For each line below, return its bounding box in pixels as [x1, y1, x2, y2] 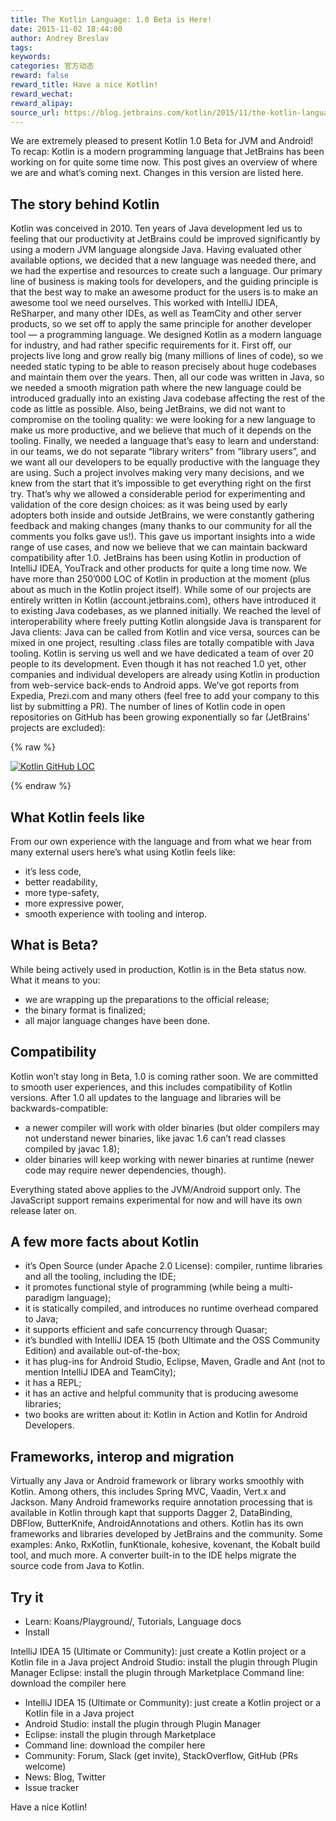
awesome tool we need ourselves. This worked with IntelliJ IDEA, [10, 297, 278, 309]
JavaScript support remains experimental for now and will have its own [10, 1194, 303, 1206]
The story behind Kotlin [10, 196, 160, 213]
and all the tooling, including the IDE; [24, 1271, 177, 1283]
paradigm [24, 1292, 65, 1304]
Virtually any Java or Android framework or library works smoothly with [10, 1475, 305, 1487]
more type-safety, [24, 887, 100, 898]
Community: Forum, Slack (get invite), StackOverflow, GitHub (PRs [24, 1750, 299, 1762]
